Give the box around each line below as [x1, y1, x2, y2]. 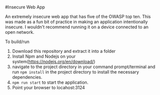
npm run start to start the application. [12, 79, 89, 85]
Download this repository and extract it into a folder [12, 48, 116, 54]
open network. [5, 29, 35, 35]
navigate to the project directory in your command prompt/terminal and [12, 64, 156, 70]
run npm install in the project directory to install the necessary [12, 69, 139, 75]
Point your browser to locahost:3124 [12, 85, 85, 90]
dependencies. [12, 74, 42, 80]
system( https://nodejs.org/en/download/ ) [12, 59, 96, 64]
